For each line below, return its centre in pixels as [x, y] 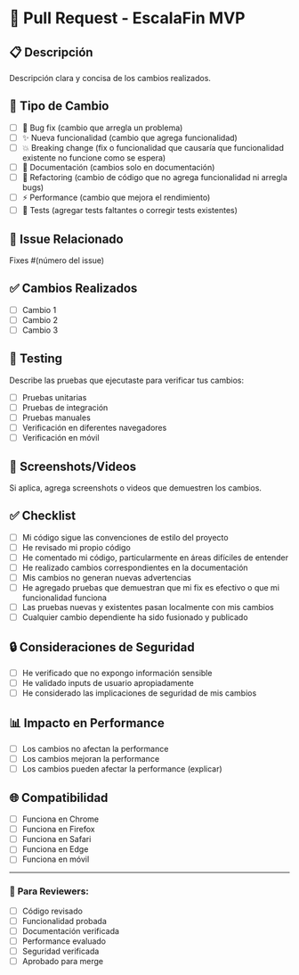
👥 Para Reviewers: [49, 891]
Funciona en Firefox [58, 830]
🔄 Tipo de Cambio [59, 106]
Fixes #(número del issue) [57, 260]
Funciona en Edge [55, 849]
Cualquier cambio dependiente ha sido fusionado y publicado [135, 617]
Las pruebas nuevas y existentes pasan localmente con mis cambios [148, 607]
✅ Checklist [43, 516]
